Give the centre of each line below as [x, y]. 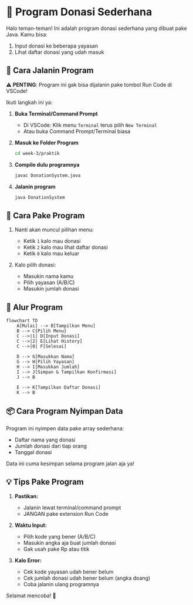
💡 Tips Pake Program [45, 482]
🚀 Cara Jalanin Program [50, 71]
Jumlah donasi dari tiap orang [50, 446]
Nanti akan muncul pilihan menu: [54, 230]
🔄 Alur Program [35, 307]
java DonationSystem [40, 197]
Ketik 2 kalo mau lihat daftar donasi [66, 247]
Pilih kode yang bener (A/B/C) [59, 536]
